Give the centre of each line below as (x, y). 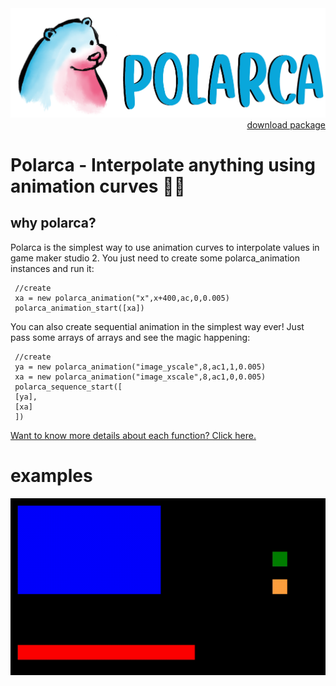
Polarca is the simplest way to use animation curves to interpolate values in (165, 247)
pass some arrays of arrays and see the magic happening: (130, 337)
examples (51, 476)
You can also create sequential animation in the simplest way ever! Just (157, 326)
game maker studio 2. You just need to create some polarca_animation (155, 258)
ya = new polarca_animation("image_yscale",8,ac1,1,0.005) (140, 367)
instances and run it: (52, 268)
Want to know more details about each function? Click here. (133, 435)
